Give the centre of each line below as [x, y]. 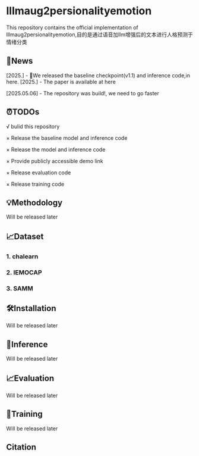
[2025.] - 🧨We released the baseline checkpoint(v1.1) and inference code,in [98, 75]
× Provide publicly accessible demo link [55, 161]
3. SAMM [20, 288]
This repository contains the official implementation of [72, 27]
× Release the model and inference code [56, 149]
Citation [21, 447]
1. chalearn [22, 256]
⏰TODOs [23, 112]
